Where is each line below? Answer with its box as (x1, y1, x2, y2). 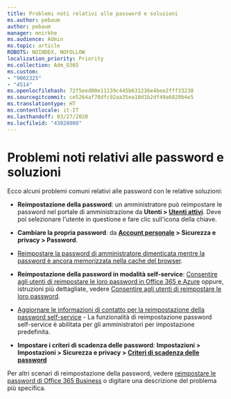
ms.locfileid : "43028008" (7, 119, 82, 127)
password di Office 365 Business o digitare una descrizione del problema (7, 377, 217, 385)
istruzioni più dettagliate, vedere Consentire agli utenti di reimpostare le (17, 285, 222, 293)
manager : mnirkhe (7, 29, 58, 37)
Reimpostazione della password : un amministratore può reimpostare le (17, 200, 223, 209)
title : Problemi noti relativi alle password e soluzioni (7, 10, 178, 17)
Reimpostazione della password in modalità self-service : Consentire (17, 270, 218, 278)
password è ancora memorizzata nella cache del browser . (17, 257, 183, 265)
